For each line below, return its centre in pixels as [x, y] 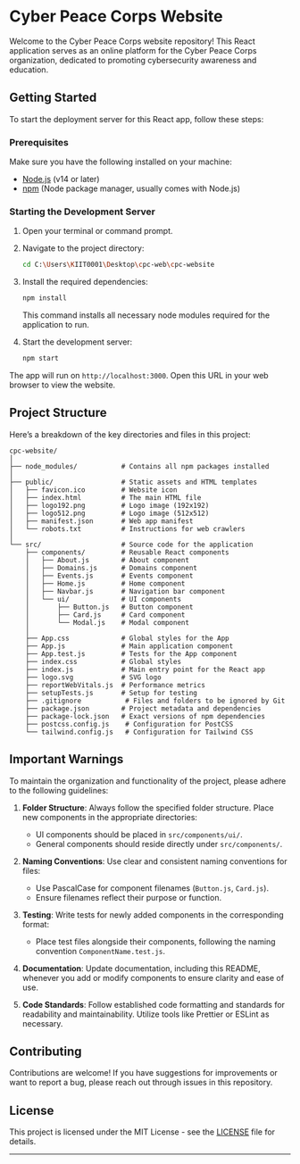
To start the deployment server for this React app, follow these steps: [137, 119]
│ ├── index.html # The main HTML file [105, 497]
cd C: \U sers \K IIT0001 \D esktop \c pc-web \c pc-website [118, 265]
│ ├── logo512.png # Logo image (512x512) [109, 513]
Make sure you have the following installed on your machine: [121, 162]
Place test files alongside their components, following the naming [155, 941]
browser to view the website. [62, 385]
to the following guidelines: [59, 790]
